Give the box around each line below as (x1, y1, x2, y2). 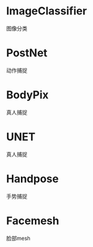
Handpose (6, 172, 59, 185)
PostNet (6, 46, 48, 60)
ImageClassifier (6, 4, 87, 18)
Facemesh (6, 214, 59, 227)
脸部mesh (6, 234, 31, 242)
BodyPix (6, 88, 49, 102)
